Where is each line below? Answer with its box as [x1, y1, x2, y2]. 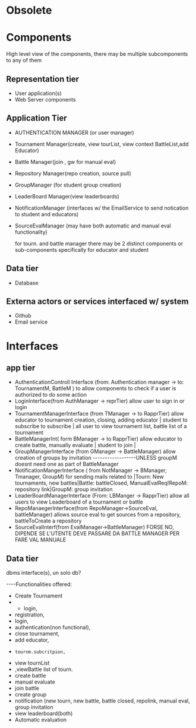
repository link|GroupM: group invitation [14, 486, 113, 493]
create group [14, 691, 47, 698]
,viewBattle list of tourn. [14, 666, 73, 673]
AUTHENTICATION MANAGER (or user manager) [14, 129, 135, 136]
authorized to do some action [14, 391, 87, 398]
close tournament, [14, 630, 60, 637]
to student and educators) [14, 210, 79, 217]
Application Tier [6, 113, 67, 124]
